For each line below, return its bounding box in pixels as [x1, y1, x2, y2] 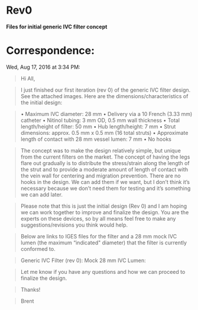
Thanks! [20, 286, 41, 293]
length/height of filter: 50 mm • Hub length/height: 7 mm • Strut [20, 122, 176, 130]
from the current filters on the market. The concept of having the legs [20, 153, 190, 160]
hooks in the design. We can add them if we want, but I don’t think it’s [20, 178, 190, 185]
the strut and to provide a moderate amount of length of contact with [20, 166, 188, 173]
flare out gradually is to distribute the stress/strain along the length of [20, 159, 190, 166]
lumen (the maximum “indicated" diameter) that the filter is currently [20, 239, 187, 246]
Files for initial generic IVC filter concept [6, 23, 108, 30]
